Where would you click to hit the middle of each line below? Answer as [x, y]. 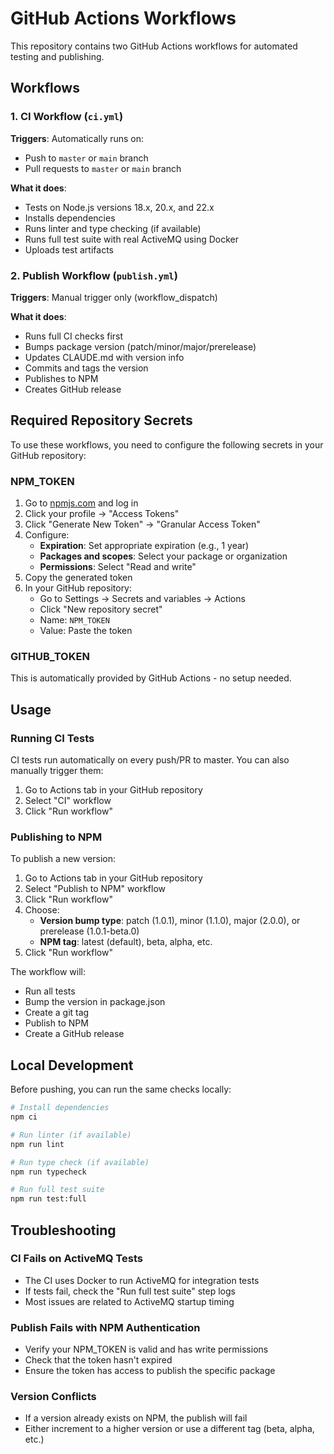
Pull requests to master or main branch [103, 168]
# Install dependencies [60, 1108]
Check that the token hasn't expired [98, 1360]
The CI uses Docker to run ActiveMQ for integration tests [142, 1280]
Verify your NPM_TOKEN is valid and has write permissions [146, 1349]
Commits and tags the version [86, 368]
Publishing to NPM [56, 837]
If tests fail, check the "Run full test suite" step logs [130, 1291]
